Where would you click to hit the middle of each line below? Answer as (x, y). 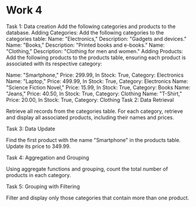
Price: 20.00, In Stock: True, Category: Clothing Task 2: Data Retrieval (90, 99)
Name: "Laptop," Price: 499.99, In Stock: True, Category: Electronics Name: (97, 81)
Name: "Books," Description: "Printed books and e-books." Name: (85, 45)
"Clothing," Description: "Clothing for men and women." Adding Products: (94, 51)
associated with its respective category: (54, 63)
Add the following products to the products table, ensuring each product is (96, 57)
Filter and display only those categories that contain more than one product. (97, 198)
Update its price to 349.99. (39, 146)
